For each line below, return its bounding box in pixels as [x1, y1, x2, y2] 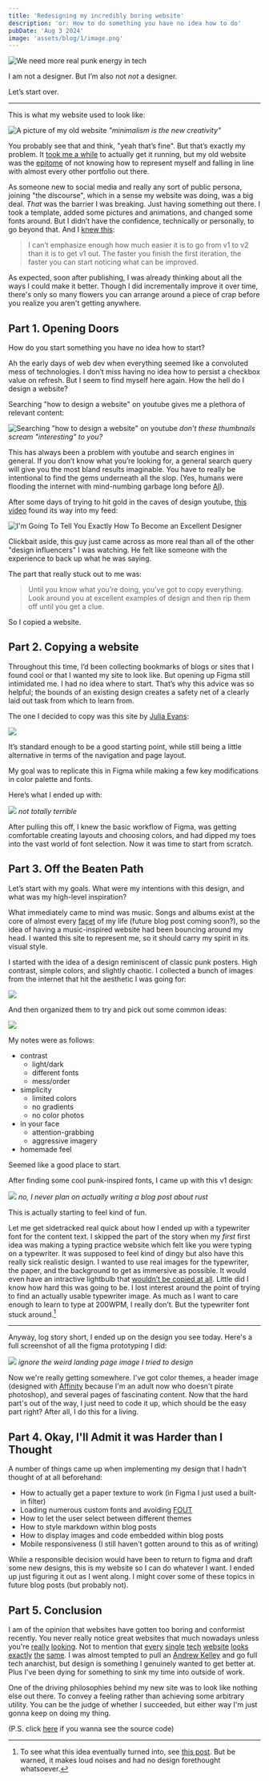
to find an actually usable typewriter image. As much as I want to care [8, 1291, 239, 1300]
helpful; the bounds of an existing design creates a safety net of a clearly [8, 687, 250, 697]
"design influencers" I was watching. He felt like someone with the [8, 546, 227, 555]
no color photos [31, 1110, 85, 1120]
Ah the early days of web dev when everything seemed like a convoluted [8, 358, 249, 369]
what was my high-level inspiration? [8, 892, 126, 901]
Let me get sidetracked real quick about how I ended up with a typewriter [8, 1223, 251, 1232]
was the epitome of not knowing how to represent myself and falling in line [8, 158, 255, 168]
